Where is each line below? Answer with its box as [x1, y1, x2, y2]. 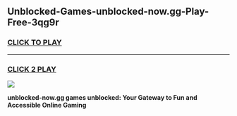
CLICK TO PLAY [7, 38, 62, 48]
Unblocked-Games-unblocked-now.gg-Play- [7, 6, 209, 18]
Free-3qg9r [7, 17, 59, 29]
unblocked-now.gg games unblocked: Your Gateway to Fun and [7, 93, 197, 101]
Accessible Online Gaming [7, 101, 87, 109]
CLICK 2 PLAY [7, 64, 56, 74]
